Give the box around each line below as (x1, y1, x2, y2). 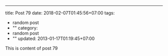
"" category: (12, 25, 38, 30)
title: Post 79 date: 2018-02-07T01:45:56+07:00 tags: (5, 10, 115, 15)
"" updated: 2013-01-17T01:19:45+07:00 (12, 35, 95, 41)
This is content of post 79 (5, 45, 58, 51)
